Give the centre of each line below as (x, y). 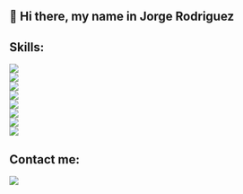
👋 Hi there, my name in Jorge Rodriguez (122, 17)
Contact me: (45, 159)
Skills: (27, 47)
